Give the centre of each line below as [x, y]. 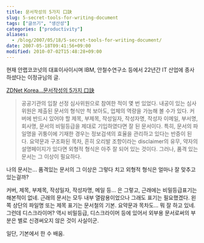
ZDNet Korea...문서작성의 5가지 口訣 [51, 90]
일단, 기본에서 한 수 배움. [36, 233]
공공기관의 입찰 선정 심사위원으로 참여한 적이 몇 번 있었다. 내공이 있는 [103, 103]
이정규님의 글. [44, 77]
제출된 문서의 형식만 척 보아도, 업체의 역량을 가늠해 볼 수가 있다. [113, 111]
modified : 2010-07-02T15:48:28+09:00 [54, 52]
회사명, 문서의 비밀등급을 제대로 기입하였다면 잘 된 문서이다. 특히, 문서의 [106, 126]
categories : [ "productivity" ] [45, 29]
